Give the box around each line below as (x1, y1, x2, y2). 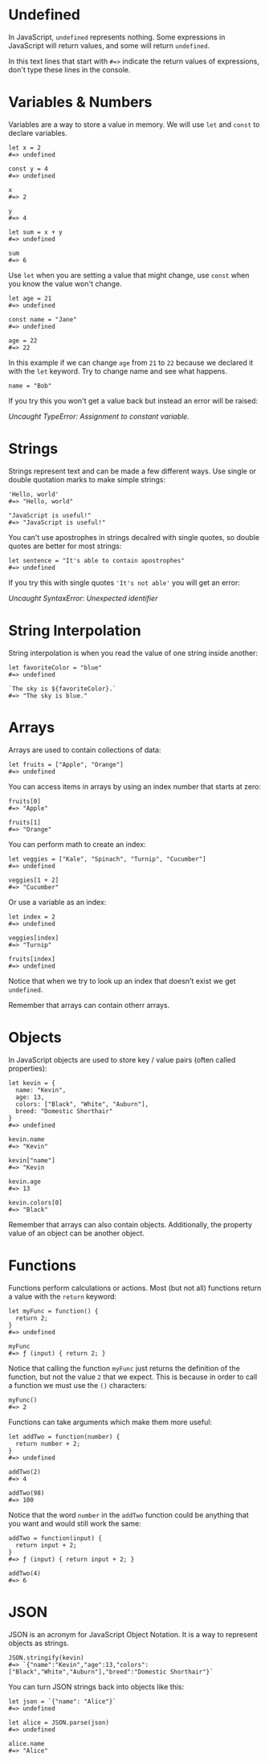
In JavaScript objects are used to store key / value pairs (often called (8, 1055, 236, 1064)
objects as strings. (8, 1638, 70, 1648)
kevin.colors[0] (8, 1198, 63, 1206)
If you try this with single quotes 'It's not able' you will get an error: (8, 577, 241, 588)
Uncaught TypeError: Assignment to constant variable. (8, 412, 190, 421)
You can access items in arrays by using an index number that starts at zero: (8, 781, 262, 791)
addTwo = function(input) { (8, 1534, 103, 1542)
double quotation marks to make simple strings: (8, 474, 166, 484)
